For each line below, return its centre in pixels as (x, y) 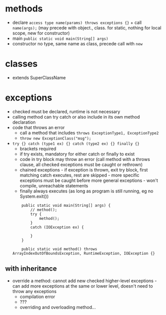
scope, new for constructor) (41, 33)
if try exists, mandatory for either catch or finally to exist (77, 154)
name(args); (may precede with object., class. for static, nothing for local (87, 27)
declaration (24, 122)
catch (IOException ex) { (57, 227)
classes (22, 64)
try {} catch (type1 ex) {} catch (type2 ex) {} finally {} (76, 144)
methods (24, 9)
